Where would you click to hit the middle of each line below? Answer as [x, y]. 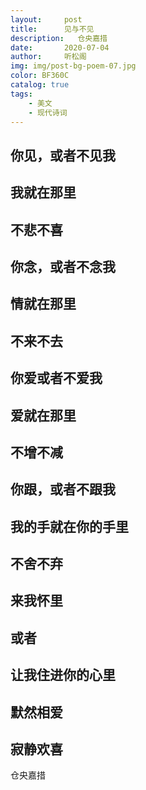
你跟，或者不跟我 [63, 489]
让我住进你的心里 [63, 675]
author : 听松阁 [48, 57]
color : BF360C [40, 76]
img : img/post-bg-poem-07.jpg [73, 66]
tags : [21, 94]
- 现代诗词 [48, 112]
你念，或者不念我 [63, 266]
